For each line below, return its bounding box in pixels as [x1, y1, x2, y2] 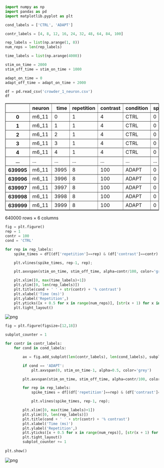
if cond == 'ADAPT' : [22, 363, 64, 368]
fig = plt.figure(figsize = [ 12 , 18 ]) [5, 323, 78, 328]
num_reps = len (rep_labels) [5, 44, 62, 50]
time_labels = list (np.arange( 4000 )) [5, 54, 82, 59]
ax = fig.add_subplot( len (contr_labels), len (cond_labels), [22, 354, 147, 359]
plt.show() [5, 448, 27, 453]
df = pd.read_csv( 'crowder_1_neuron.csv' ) [5, 89, 93, 94]
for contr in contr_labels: [5, 341, 62, 346]
